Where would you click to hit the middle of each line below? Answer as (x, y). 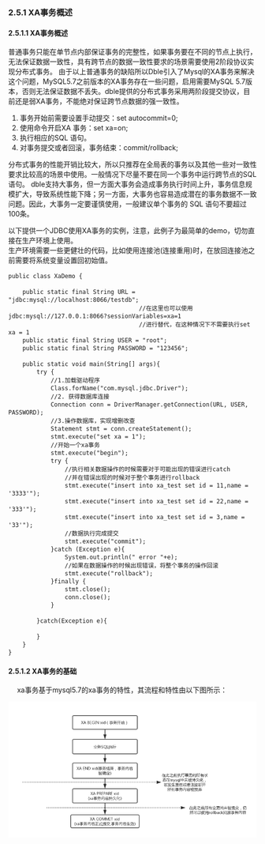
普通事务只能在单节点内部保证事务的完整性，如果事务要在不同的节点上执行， (132, 52)
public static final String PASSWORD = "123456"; (106, 349)
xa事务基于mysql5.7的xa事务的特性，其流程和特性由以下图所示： (122, 690)
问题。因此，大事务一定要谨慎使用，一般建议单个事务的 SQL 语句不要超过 (127, 204)
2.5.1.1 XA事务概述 (38, 32)
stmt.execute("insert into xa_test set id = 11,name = (156, 486)
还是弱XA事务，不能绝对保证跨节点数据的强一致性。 (99, 101)
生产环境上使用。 (49, 241)
